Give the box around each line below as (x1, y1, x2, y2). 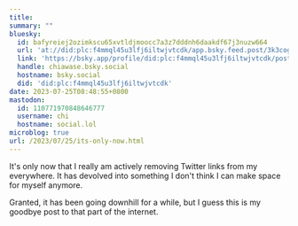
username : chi (17, 112, 69, 121)
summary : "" (9, 21, 53, 30)
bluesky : (9, 29, 42, 38)
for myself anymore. (9, 179, 83, 191)
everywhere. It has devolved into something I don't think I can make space (9, 170, 281, 181)
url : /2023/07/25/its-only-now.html (9, 136, 145, 145)
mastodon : (9, 95, 46, 105)
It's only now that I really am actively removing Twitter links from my (9, 160, 258, 171)
